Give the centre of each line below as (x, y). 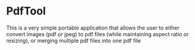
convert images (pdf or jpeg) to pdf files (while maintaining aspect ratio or (97, 34)
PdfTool (26, 11)
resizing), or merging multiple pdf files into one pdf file (73, 40)
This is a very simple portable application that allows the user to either (93, 28)
